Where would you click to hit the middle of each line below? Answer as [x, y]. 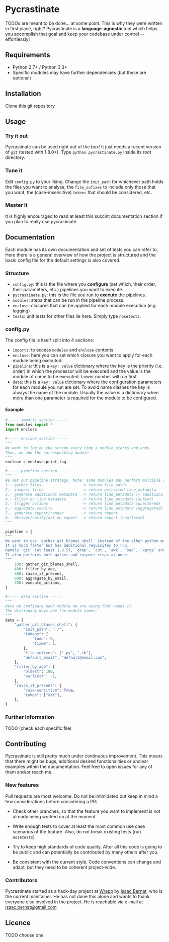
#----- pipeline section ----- [38, 471]
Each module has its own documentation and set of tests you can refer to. [82, 249]
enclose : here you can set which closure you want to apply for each [82, 355]
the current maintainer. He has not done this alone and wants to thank [77, 896]
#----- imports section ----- [37, 420]
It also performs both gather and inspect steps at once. [67, 555]
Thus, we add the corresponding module [47, 453]
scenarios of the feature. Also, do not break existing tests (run [77, 831]
